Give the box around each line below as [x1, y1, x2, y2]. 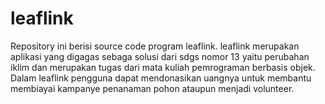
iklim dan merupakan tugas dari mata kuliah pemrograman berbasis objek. [10, 61, 316, 73]
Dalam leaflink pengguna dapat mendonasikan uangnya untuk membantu [10, 72, 312, 84]
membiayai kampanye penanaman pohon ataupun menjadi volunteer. [10, 82, 295, 94]
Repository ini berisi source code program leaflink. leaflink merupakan [10, 40, 300, 52]
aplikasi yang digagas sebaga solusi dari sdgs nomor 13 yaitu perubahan [10, 50, 310, 62]
